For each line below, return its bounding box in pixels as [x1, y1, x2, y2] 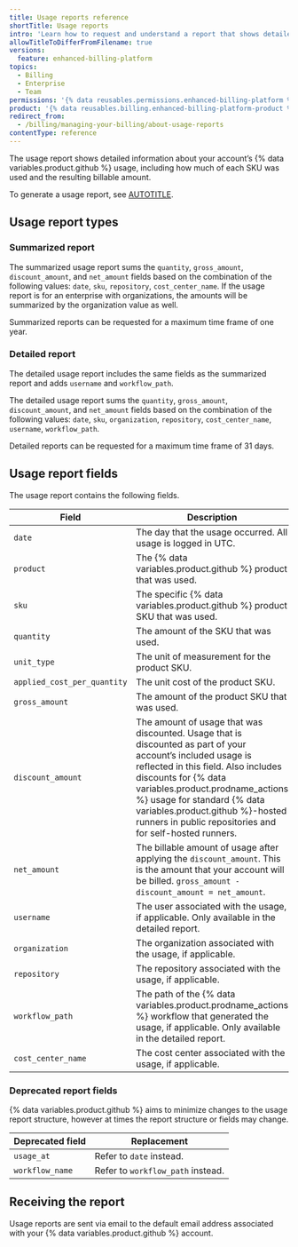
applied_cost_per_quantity [13, 677, 128, 687]
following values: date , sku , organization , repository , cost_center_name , [9, 414, 272, 425]
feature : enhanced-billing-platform [17, 54, 153, 63]
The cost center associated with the [136, 1046, 286, 1059]
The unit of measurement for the [136, 650, 271, 663]
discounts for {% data [136, 771, 226, 783]
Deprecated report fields [9, 1084, 118, 1097]
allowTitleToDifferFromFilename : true [9, 37, 153, 47]
